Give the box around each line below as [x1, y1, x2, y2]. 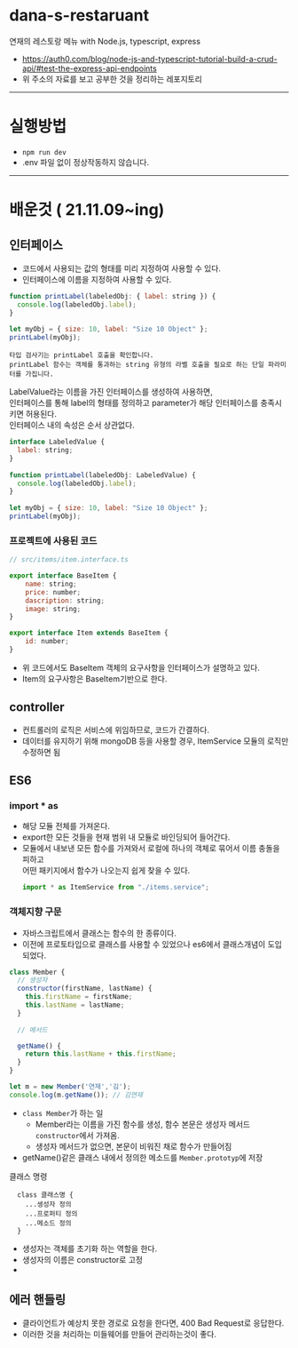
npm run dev [21, 148, 67, 156]
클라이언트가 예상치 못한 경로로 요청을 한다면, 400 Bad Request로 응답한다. [21, 1317, 285, 1328]
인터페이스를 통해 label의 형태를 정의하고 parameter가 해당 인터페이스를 [9, 397, 259, 409]
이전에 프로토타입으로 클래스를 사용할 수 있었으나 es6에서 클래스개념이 [21, 938, 266, 949]
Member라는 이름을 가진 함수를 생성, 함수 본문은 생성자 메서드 [35, 1119, 251, 1129]
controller [9, 699, 65, 715]
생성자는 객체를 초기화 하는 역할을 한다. [21, 1243, 158, 1254]
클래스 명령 [9, 1170, 48, 1182]
